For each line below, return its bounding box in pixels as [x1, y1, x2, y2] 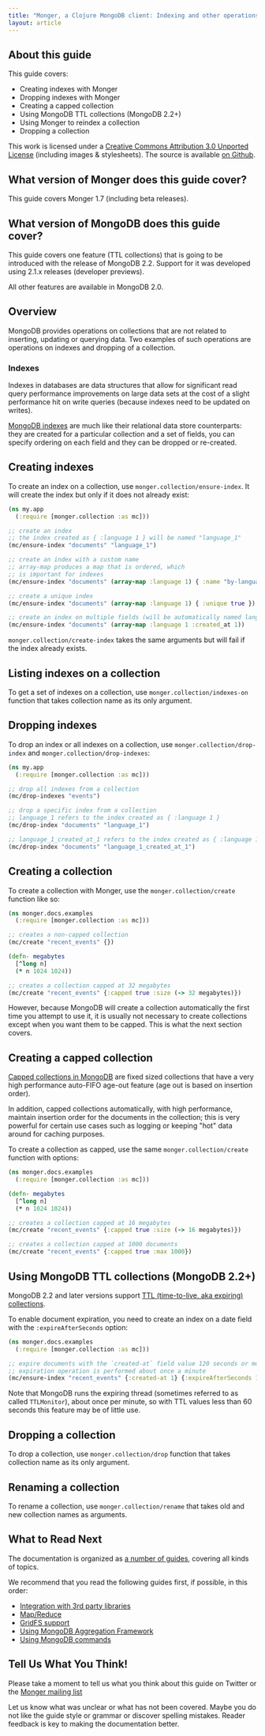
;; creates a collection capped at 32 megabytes [8, 981, 171, 990]
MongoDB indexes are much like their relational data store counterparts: [8, 421, 242, 430]
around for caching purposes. [8, 1129, 105, 1139]
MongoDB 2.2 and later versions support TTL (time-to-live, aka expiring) [8, 1291, 244, 1300]
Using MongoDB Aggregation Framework [19, 1626, 154, 1636]
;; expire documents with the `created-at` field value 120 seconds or [8, 1359, 248, 1367]
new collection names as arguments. [8, 1509, 128, 1519]
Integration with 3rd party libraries [19, 1601, 132, 1610]
